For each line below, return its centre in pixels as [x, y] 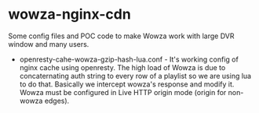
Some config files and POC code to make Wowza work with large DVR [121, 36]
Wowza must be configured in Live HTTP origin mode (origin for [123, 92]
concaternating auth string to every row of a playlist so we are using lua [135, 76]
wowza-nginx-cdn [69, 14]
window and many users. [49, 44]
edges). [57, 101]
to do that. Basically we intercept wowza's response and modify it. [127, 84]
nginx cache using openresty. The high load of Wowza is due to [122, 67]
